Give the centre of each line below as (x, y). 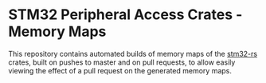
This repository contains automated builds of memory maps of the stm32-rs (133, 53)
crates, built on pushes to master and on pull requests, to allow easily (122, 62)
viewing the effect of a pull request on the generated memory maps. (120, 70)
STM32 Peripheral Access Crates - (125, 15)
